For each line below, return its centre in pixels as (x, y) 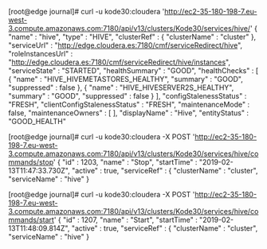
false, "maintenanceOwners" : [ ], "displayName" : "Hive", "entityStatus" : (129, 113)
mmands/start (31, 220)
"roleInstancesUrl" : (41, 54)
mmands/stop (31, 162)
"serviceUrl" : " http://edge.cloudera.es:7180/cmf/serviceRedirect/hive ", (126, 45)
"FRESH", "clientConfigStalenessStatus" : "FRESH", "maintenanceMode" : (129, 104)
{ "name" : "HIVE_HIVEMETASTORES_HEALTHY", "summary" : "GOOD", (126, 79)
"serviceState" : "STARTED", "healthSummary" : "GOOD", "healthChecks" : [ (133, 70)
